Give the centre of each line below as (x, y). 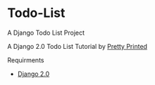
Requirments (26, 60)
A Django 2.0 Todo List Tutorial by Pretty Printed (77, 46)
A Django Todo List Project (46, 33)
